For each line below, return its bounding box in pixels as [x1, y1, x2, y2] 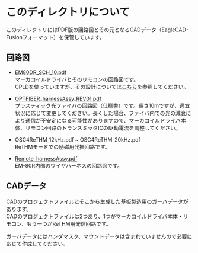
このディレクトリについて [6, 5, 130, 19]
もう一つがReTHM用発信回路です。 [26, 220, 111, 227]
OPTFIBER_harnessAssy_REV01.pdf [14, 95, 102, 102]
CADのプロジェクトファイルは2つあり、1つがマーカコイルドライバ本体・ [6, 213, 184, 220]
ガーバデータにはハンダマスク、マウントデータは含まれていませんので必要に [6, 232, 193, 240]
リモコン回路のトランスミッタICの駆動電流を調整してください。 [25, 124, 181, 131]
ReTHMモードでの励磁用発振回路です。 [14, 143, 111, 150]
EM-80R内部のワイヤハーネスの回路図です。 [14, 162, 123, 169]
